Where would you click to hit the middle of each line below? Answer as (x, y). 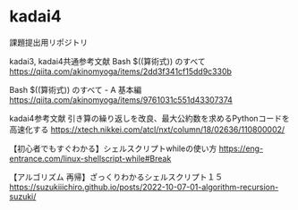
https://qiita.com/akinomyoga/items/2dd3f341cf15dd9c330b (121, 71)
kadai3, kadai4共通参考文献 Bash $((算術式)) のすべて (107, 61)
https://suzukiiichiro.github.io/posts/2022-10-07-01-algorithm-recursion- (144, 187)
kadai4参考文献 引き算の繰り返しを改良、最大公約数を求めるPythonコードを (149, 118)
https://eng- (241, 148)
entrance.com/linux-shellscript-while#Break (90, 158)
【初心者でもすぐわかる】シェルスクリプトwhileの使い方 (113, 148)
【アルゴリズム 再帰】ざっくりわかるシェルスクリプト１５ (116, 177)
